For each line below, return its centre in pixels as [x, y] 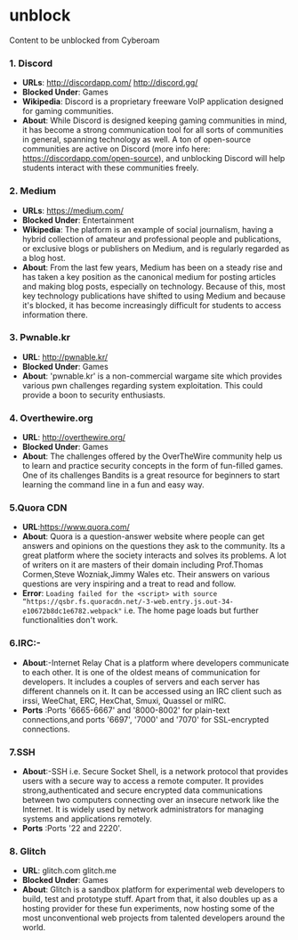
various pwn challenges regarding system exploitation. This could [142, 385]
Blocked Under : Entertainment [78, 220]
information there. [55, 315]
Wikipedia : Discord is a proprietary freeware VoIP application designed [153, 102]
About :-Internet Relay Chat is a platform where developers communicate [156, 662]
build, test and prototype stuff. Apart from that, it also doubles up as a [150, 899]
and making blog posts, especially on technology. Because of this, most [154, 286]
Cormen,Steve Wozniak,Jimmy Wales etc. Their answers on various [146, 575]
